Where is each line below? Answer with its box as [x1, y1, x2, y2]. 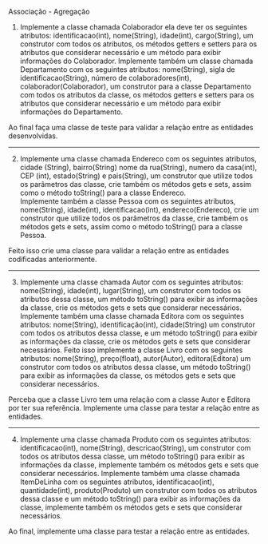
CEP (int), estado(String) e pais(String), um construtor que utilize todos [19, 171, 254, 181]
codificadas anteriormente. [8, 255, 97, 264]
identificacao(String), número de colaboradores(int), [19, 73, 192, 82]
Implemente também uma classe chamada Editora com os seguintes [19, 312, 245, 320]
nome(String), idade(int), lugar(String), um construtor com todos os [19, 286, 242, 295]
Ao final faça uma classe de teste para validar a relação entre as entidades [8, 123, 254, 132]
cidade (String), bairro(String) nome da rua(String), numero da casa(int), [19, 163, 258, 172]
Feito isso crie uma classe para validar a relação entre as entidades [8, 246, 230, 255]
